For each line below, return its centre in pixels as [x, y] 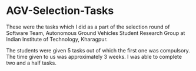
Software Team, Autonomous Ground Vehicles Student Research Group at [96, 33]
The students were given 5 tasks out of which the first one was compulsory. [98, 50]
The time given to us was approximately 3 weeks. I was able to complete [94, 56]
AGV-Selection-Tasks [60, 11]
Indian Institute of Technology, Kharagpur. [57, 39]
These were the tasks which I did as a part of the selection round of [88, 27]
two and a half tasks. [31, 63]
